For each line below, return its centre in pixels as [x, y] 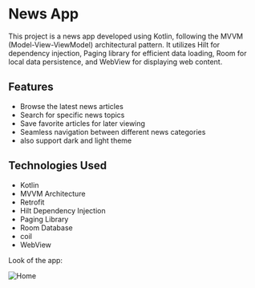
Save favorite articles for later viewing [83, 123]
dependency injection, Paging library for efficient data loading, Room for [127, 53]
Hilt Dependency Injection [63, 210]
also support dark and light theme [76, 140]
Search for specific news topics [72, 115]
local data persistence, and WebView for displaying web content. [115, 62]
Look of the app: [35, 260]
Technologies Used [57, 166]
